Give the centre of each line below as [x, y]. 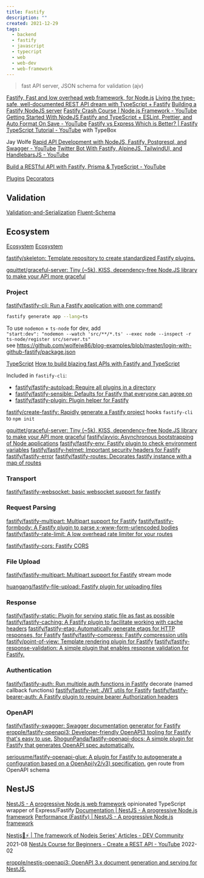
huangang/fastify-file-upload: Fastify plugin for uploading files [84, 587]
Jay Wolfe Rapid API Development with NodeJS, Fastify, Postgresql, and [97, 142]
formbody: [19, 527]
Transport [21, 479]
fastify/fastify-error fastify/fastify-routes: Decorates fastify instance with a [99, 456]
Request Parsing [31, 508]
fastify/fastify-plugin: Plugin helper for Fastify [72, 401]
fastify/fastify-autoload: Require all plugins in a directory [85, 387]
